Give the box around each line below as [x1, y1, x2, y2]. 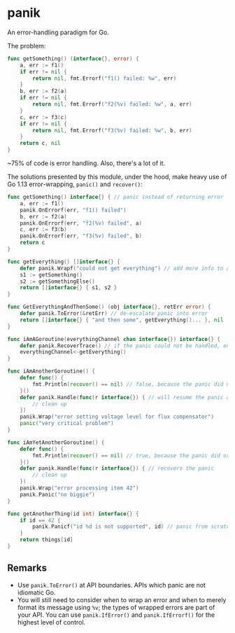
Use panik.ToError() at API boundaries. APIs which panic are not [17, 580, 206, 589]
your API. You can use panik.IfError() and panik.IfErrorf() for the [17, 611, 215, 619]
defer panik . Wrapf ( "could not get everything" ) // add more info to [20, 265, 224, 272]
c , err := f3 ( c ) [20, 113, 68, 120]
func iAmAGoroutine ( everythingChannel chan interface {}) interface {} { [7, 335, 220, 342]
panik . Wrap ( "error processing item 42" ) [20, 485, 139, 492]
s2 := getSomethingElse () [20, 278, 96, 285]
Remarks [7, 562, 48, 574]
